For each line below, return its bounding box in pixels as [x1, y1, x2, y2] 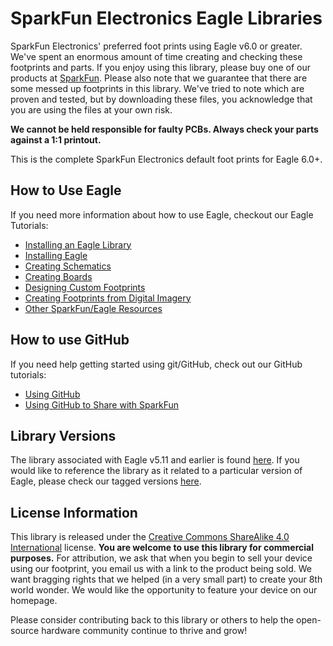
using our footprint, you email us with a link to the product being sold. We [10, 563, 312, 575]
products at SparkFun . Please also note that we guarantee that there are [10, 72, 308, 84]
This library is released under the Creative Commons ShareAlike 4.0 [10, 531, 290, 543]
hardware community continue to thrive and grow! [41, 625, 248, 637]
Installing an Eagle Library [24, 238, 132, 251]
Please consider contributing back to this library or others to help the [10, 614, 295, 626]
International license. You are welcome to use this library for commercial [10, 542, 314, 554]
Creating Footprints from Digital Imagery [24, 292, 192, 304]
